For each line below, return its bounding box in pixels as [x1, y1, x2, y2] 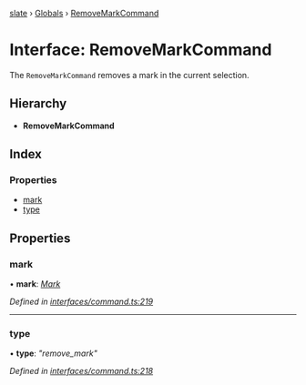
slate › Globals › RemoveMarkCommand [9, 8, 159, 18]
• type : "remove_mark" [9, 348, 97, 359]
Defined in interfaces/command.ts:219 [9, 296, 154, 308]
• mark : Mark [9, 279, 61, 289]
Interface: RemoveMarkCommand [9, 40, 272, 60]
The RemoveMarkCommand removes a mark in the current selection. [9, 69, 250, 80]
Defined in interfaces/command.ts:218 [9, 366, 153, 377]
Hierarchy [9, 96, 67, 112]
